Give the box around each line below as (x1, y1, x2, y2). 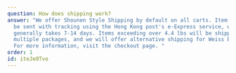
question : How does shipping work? (7, 10, 112, 17)
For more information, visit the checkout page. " (13, 42, 165, 49)
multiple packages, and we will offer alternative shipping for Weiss (13, 36, 225, 43)
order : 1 (7, 49, 33, 56)
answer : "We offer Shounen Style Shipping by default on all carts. (7, 17, 212, 24)
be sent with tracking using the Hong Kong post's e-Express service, (13, 23, 225, 30)
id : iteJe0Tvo (7, 56, 49, 63)
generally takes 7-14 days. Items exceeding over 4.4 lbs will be (13, 29, 212, 37)
